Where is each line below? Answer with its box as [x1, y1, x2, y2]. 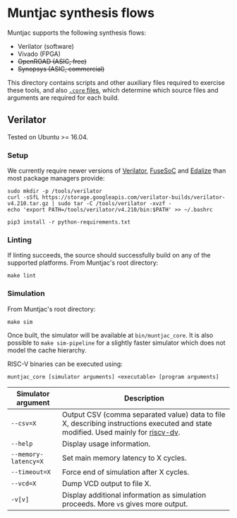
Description [123, 393, 164, 403]
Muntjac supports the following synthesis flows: [7, 28, 147, 37]
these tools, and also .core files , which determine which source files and [7, 86, 219, 94]
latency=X [11, 457, 44, 465]
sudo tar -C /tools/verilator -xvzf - [57, 200, 172, 207]
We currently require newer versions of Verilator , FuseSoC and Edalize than [7, 166, 226, 175]
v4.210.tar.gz [7, 200, 49, 207]
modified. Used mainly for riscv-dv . [62, 427, 181, 437]
